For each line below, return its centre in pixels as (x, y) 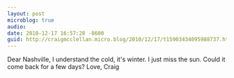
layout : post (26, 14)
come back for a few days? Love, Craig (63, 67)
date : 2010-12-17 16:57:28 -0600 (56, 33)
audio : (17, 26)
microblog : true (31, 20)
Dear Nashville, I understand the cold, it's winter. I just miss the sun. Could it (116, 59)
